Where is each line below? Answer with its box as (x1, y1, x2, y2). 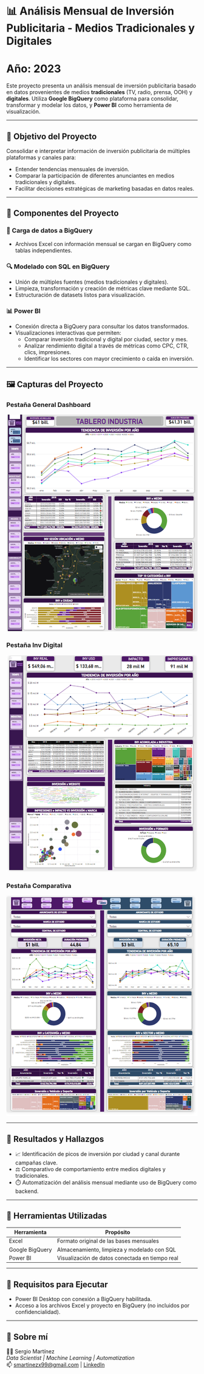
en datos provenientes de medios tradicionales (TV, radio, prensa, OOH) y (6, 89, 192, 96)
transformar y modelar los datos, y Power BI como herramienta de (6, 101, 172, 109)
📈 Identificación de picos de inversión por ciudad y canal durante (15, 1150, 180, 1157)
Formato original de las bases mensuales (56, 1237, 159, 1245)
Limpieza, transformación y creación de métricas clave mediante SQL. (15, 284, 191, 292)
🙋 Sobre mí (6, 1331, 48, 1342)
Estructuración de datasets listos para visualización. (15, 291, 146, 298)
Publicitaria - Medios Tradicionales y (6, 21, 195, 35)
